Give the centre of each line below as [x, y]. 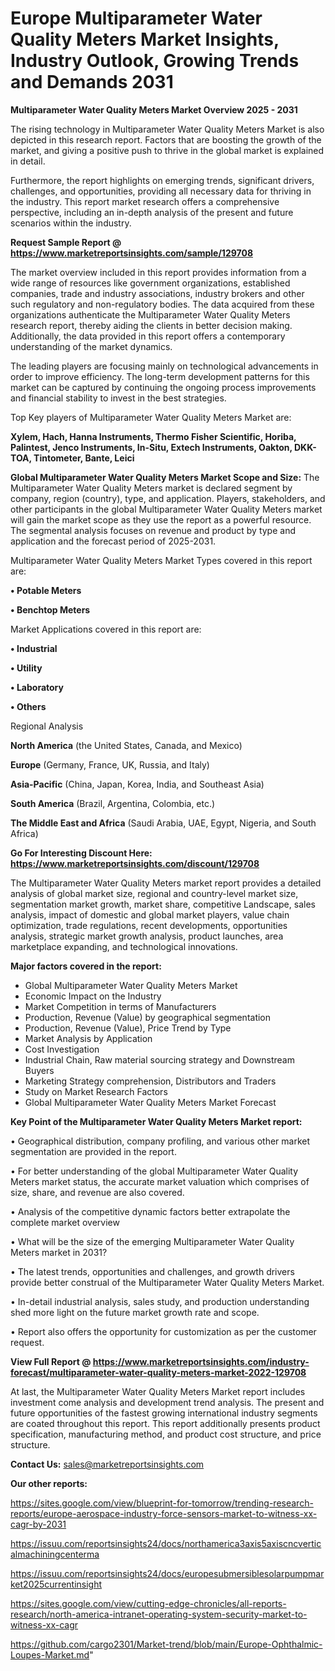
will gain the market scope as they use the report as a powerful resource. [161, 519]
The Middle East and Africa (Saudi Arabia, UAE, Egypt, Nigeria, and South [163, 823]
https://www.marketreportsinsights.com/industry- [201, 1361]
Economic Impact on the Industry [93, 996]
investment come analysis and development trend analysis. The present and [167, 1402]
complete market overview [65, 1222]
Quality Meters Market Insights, [145, 39]
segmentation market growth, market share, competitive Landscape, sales [163, 904]
